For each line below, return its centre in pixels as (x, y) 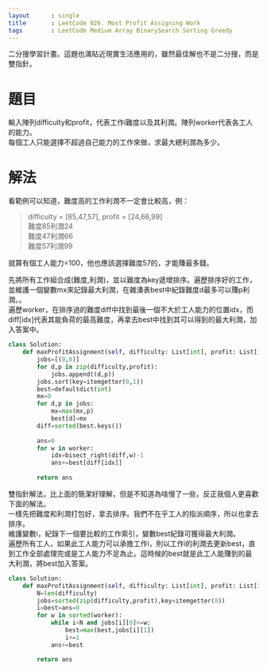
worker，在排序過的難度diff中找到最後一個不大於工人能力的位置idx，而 (138, 310)
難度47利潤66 (50, 236)
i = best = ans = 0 (58, 608)
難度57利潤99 (50, 246)
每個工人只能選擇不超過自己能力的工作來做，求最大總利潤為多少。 (116, 142)
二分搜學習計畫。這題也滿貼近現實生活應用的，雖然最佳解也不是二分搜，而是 (133, 54)
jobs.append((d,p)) (83, 374)
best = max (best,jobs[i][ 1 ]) (110, 630)
